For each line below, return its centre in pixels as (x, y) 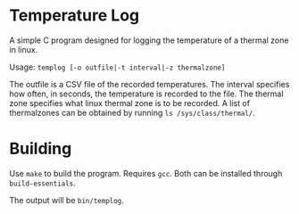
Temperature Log (75, 16)
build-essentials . (42, 183)
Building (41, 149)
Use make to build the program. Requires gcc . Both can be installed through (146, 173)
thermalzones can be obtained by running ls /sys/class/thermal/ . (133, 112)
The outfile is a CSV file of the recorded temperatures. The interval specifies (149, 84)
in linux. (24, 49)
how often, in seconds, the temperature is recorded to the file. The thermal (146, 94)
